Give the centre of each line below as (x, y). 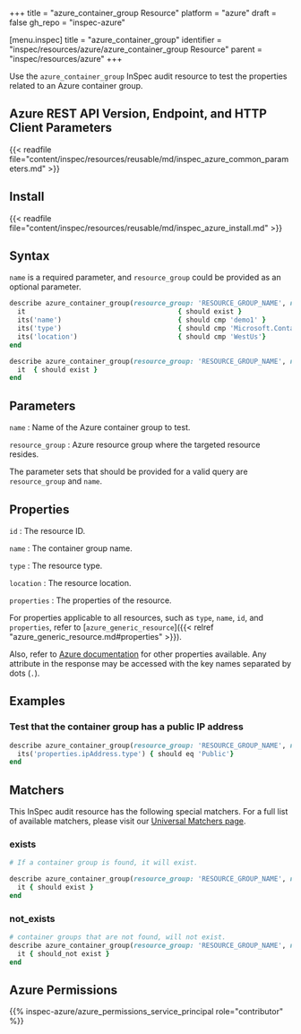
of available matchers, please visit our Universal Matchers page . (128, 821)
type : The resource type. (56, 565)
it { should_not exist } (64, 953)
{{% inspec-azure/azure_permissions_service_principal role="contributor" (146, 1012)
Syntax (30, 256)
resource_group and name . (56, 481)
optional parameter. (45, 287)
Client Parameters (61, 128)
